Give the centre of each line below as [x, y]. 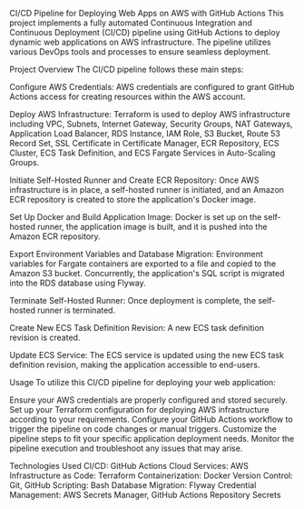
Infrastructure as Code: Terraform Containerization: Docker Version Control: [151, 475]
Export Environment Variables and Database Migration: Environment [136, 254]
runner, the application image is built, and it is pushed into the [152, 227]
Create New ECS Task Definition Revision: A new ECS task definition [137, 328]
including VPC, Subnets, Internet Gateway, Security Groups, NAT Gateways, [151, 124]
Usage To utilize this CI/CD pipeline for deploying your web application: [143, 382]
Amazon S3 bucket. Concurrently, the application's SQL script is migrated [147, 273]
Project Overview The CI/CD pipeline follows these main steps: [127, 69]
